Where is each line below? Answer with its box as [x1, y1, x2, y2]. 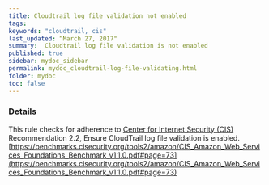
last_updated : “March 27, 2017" [8, 34, 117, 43]
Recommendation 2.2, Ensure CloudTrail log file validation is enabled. [8, 132, 241, 142]
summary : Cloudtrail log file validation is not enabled [8, 42, 208, 50]
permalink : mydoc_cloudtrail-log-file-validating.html [8, 65, 198, 73]
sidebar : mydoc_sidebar [8, 57, 89, 65]
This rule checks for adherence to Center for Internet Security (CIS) [8, 124, 234, 134]
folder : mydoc [8, 72, 57, 80]
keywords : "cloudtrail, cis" [8, 27, 107, 35]
